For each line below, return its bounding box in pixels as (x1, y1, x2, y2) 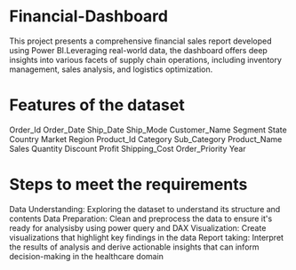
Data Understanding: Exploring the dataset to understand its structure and (9, 203, 281, 214)
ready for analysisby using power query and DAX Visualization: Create (9, 222, 267, 233)
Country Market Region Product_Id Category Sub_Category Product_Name (9, 133, 283, 144)
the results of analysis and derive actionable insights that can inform (9, 242, 260, 252)
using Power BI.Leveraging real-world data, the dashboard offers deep (9, 44, 268, 55)
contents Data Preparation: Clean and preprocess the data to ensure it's (9, 213, 273, 224)
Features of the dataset (9, 95, 185, 115)
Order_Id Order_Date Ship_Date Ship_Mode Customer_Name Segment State (9, 124, 287, 135)
